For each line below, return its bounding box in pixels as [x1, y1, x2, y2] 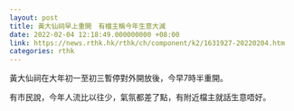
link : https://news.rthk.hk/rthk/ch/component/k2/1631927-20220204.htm [9, 38, 285, 48]
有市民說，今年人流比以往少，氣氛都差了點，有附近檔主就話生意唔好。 [9, 92, 271, 103]
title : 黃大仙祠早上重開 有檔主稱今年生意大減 [9, 22, 166, 31]
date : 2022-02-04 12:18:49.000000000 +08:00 [9, 30, 180, 39]
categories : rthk [9, 47, 75, 56]
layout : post [9, 13, 59, 23]
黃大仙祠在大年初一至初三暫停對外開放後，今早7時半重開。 [9, 73, 228, 84]
